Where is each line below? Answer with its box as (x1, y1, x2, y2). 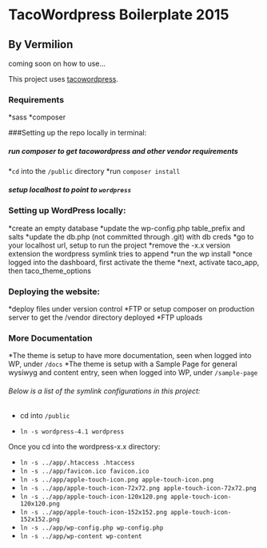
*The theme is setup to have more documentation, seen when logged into (8, 351, 252, 361)
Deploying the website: (8, 286, 100, 297)
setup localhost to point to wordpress (8, 184, 132, 194)
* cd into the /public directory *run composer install (8, 167, 181, 176)
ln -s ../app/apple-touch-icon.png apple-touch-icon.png (19, 476, 214, 484)
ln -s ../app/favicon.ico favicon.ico (19, 467, 149, 476)
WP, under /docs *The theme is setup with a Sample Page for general (8, 359, 237, 369)
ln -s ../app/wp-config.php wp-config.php (19, 524, 164, 532)
